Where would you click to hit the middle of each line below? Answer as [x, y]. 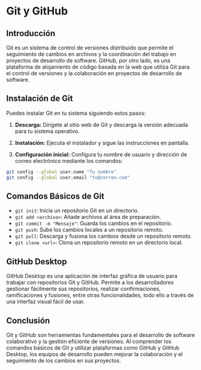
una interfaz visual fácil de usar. [46, 301]
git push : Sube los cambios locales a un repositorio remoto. [89, 230]
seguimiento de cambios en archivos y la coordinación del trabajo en [91, 54]
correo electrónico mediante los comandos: [69, 161]
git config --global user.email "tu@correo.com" [68, 177]
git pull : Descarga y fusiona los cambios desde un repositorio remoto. [103, 236]
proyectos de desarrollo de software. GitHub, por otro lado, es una [88, 60]
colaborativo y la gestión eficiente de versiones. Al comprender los [89, 341]
